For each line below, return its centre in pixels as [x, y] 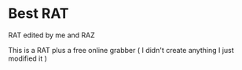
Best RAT [38, 14]
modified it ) [27, 58]
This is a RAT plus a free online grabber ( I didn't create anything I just [121, 50]
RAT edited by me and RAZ [52, 35]
